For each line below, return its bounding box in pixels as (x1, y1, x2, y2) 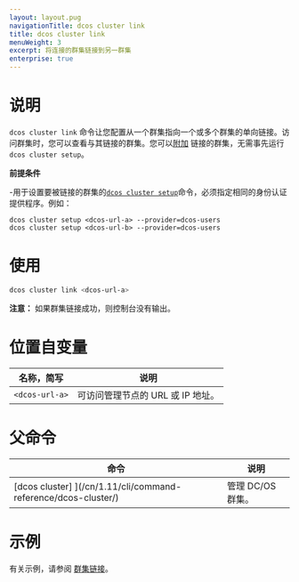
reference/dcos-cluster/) (13, 491, 119, 504)
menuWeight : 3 (9, 37, 62, 47)
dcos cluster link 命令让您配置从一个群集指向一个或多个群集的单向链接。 (9, 126, 282, 137)
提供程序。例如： (9, 198, 72, 208)
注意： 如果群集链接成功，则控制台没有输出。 (9, 303, 175, 313)
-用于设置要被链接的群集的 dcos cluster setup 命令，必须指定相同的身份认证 (9, 186, 287, 197)
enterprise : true (9, 54, 74, 63)
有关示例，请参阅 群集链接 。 (9, 562, 113, 574)
